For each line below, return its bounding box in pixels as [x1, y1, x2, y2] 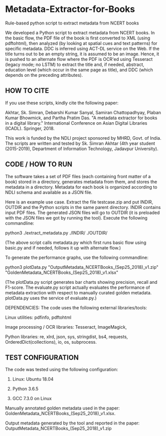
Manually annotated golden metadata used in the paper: [5, 405, 120, 411]
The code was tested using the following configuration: [5, 367, 118, 373]
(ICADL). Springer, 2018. [5, 125, 55, 131]
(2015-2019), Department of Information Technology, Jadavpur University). [5, 146, 159, 152]
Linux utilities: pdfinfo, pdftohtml [5, 314, 72, 320]
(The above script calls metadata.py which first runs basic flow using [5, 239, 147, 245]
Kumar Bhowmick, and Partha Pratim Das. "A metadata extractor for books [5, 115, 158, 121]
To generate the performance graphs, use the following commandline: [5, 254, 149, 260]
